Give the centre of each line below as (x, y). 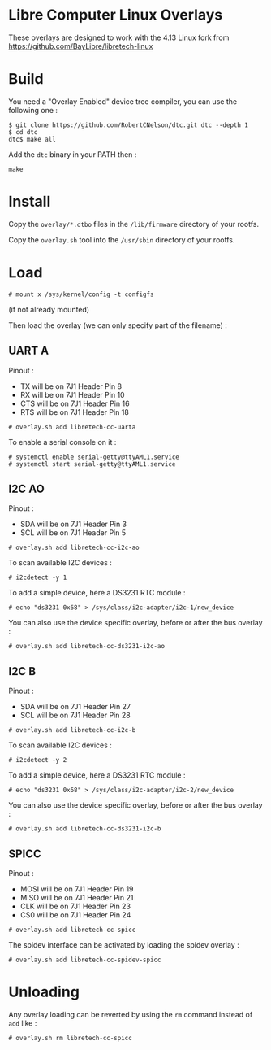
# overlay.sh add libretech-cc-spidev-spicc (85, 960)
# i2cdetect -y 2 (38, 760)
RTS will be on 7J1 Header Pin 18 (75, 412)
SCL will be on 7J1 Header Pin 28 (75, 715)
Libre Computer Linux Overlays (116, 15)
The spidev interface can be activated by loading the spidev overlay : (124, 945)
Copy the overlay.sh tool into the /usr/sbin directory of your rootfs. (122, 240)
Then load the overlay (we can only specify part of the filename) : (118, 325)
